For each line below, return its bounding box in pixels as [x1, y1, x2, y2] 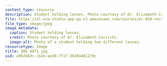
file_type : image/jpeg [5, 21, 52, 26]
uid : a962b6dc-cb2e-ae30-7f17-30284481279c [5, 53, 97, 59]
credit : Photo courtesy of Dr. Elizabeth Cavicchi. [9, 35, 119, 40]
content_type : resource [5, 7, 55, 12]
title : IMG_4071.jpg [5, 49, 48, 54]
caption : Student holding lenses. [9, 30, 81, 35]
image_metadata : [5, 26, 39, 31]
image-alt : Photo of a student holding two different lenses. [9, 40, 141, 45]
